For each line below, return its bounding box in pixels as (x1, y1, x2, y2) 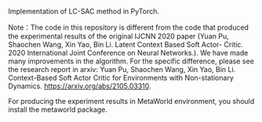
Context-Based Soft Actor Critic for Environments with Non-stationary (8, 74, 234, 82)
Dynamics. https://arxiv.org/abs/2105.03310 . (8, 81, 151, 91)
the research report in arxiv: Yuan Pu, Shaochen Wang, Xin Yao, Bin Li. (8, 65, 236, 74)
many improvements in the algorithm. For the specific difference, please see (8, 56, 255, 66)
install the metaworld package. (8, 105, 108, 114)
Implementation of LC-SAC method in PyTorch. (8, 7, 159, 16)
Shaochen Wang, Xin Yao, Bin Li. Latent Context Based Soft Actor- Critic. (8, 40, 243, 49)
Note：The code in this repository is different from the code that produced (8, 23, 249, 32)
